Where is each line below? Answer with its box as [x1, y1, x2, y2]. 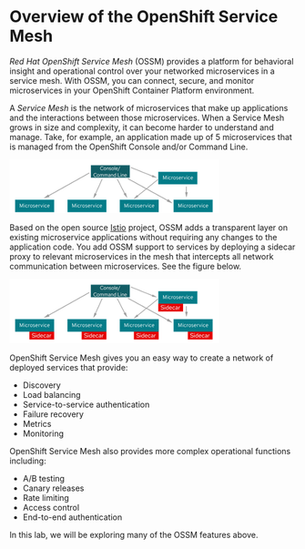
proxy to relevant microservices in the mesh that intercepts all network [9, 250, 274, 261]
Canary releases [22, 483, 85, 493]
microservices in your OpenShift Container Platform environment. [9, 85, 255, 96]
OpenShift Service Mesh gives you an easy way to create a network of [9, 352, 274, 363]
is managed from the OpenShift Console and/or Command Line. [9, 141, 249, 152]
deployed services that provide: [9, 361, 128, 372]
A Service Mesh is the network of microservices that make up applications [9, 102, 289, 113]
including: [9, 455, 47, 466]
